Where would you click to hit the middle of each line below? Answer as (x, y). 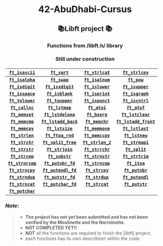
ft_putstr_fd (59, 177)
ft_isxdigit (60, 87)
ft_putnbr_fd (59, 163)
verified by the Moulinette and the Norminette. (75, 222)
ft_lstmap (60, 108)
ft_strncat (22, 184)
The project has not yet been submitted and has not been (87, 217)
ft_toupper (59, 101)
